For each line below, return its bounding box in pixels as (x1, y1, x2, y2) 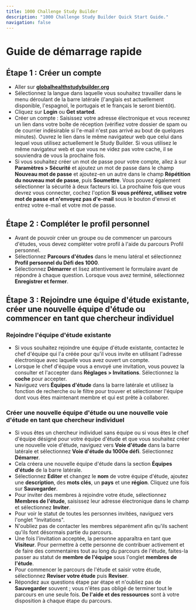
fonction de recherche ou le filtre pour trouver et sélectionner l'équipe (14, 387, 183, 394)
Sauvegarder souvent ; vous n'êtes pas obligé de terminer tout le (14, 585, 173, 592)
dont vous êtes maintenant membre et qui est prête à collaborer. (14, 394, 170, 401)
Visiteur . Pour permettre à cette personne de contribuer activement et (14, 541, 185, 548)
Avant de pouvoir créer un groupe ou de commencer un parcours (14, 234, 172, 241)
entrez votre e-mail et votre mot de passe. (14, 202, 116, 209)
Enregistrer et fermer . (14, 278, 69, 285)
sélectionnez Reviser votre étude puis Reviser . (14, 572, 129, 580)
